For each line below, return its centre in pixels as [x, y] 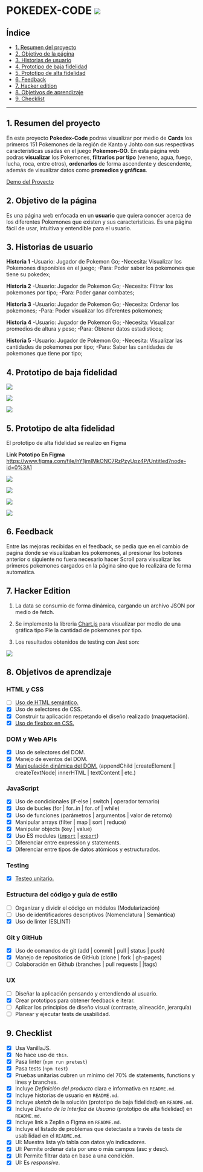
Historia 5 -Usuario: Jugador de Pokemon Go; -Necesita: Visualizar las [95, 341]
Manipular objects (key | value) [53, 829]
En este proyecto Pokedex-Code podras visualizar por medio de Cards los [99, 138]
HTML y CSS [25, 689]
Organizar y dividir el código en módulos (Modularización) [87, 908]
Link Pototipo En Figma [36, 455]
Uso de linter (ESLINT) [43, 921]
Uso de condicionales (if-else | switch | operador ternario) [87, 801]
